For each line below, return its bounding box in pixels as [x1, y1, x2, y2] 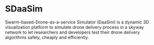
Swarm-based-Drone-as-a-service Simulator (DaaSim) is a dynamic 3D [5, 19, 149, 25]
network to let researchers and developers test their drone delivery [5, 29, 140, 35]
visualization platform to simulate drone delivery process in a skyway [5, 24, 144, 30]
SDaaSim [5, 3, 43, 14]
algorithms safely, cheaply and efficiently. [5, 34, 89, 40]
